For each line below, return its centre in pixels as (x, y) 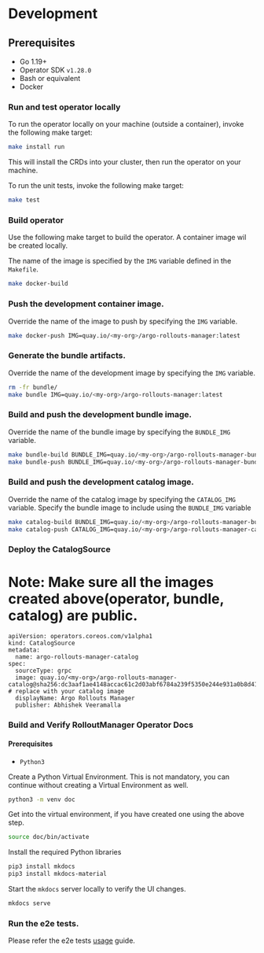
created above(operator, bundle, (116, 598)
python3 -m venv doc (42, 800)
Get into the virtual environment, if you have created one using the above (126, 814)
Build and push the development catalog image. (101, 482)
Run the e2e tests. (44, 923)
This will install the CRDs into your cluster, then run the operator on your (125, 162)
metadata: (24, 650)
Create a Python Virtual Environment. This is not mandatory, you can (119, 777)
